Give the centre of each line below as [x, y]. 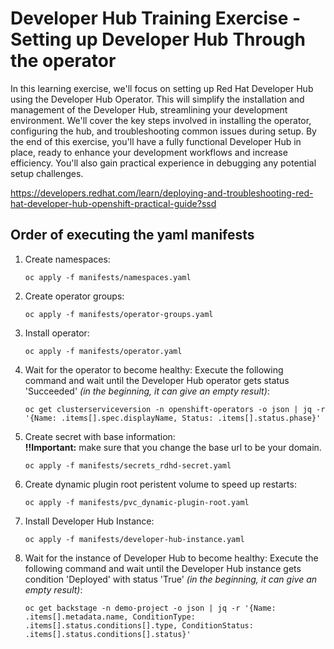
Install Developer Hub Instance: [89, 521]
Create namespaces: [67, 259]
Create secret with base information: [100, 436]
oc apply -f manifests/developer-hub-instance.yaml [134, 539]
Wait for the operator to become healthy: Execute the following [154, 369]
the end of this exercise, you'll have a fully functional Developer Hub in [156, 141]
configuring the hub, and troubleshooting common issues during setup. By [163, 131]
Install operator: [57, 333]
